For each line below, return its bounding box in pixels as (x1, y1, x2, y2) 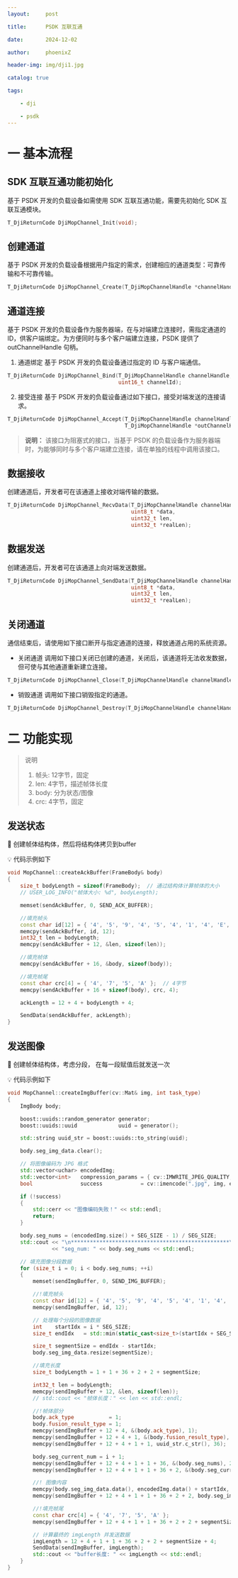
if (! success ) (20, 1193, 62, 1200)
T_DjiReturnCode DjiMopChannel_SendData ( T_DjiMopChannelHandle (7, 577, 198, 584)
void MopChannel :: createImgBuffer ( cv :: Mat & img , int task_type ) (7, 1089, 201, 1096)
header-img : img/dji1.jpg (7, 62, 84, 69)
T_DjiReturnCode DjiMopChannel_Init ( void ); (7, 219, 138, 226)
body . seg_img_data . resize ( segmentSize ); (33, 1349, 154, 1357)
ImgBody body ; (20, 1102, 62, 1110)
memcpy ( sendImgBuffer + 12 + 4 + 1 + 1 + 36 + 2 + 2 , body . (33, 1492, 214, 1500)
